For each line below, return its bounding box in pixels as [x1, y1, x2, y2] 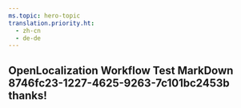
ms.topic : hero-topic [8, 11, 81, 20]
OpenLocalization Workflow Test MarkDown [8, 63, 234, 77]
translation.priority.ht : [8, 19, 94, 27]
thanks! [8, 89, 48, 102]
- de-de [15, 34, 42, 42]
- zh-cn [15, 26, 42, 34]
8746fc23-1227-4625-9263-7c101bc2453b [8, 76, 230, 90]
